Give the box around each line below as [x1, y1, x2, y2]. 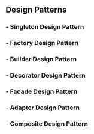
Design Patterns [5, 5, 67, 15]
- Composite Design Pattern [5, 120, 88, 128]
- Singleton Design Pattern [5, 23, 84, 31]
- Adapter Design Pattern [5, 103, 80, 112]
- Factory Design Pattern [5, 39, 79, 47]
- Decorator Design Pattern [5, 72, 86, 80]
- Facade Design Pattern [5, 87, 78, 96]
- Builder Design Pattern [5, 55, 77, 64]
